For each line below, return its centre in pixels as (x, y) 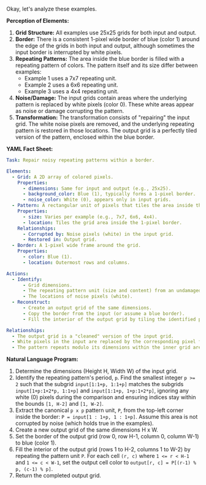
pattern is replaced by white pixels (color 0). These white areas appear (105, 104)
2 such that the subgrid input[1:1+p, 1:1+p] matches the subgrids (99, 384)
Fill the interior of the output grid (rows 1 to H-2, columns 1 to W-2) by (103, 449)
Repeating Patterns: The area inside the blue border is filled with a (100, 59)
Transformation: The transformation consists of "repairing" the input (102, 117)
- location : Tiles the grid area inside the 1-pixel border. (102, 223)
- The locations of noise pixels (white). (78, 297)
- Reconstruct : (31, 302)
